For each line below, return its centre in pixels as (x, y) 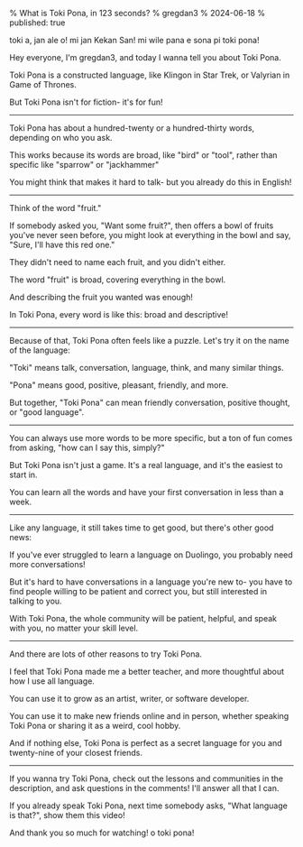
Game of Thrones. (43, 84)
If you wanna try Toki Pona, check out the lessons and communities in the (147, 778)
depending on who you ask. (61, 138)
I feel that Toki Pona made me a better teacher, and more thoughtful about (147, 672)
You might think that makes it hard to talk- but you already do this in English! (151, 182)
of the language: (40, 350)
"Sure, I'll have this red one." (62, 244)
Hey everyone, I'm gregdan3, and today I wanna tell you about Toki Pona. (145, 57)
